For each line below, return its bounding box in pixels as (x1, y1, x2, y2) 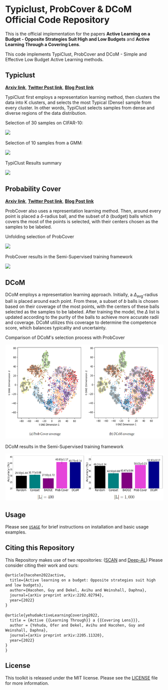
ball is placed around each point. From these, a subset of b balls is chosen (5, 298, 159, 304)
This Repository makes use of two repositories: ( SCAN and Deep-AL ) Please (5, 557, 163, 563)
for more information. (5, 680, 49, 686)
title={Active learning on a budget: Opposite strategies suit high (10, 578, 156, 583)
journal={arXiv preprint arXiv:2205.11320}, (10, 633, 104, 638)
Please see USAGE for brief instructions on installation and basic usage (5, 524, 149, 530)
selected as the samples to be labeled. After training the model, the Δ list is (5, 309, 160, 315)
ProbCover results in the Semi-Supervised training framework (5, 253, 133, 259)
